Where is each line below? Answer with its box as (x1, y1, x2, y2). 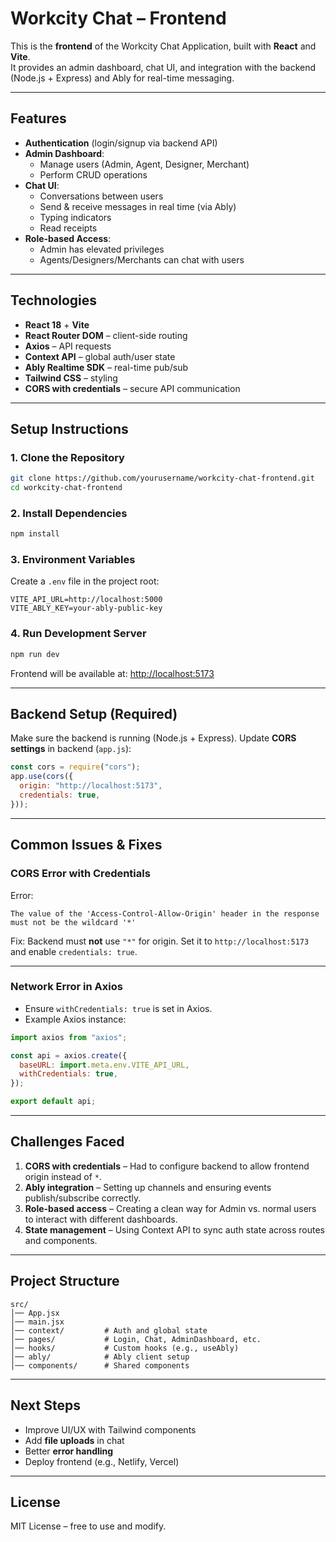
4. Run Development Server (10, 627, 147, 641)
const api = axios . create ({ (10, 1050, 128, 1061)
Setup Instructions (10, 420, 129, 437)
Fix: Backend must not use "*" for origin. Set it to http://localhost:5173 (10, 935, 310, 947)
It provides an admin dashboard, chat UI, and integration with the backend (10, 61, 317, 73)
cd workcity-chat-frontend (10, 483, 123, 493)
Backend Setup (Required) (10, 706, 178, 723)
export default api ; (10, 1097, 97, 1107)
